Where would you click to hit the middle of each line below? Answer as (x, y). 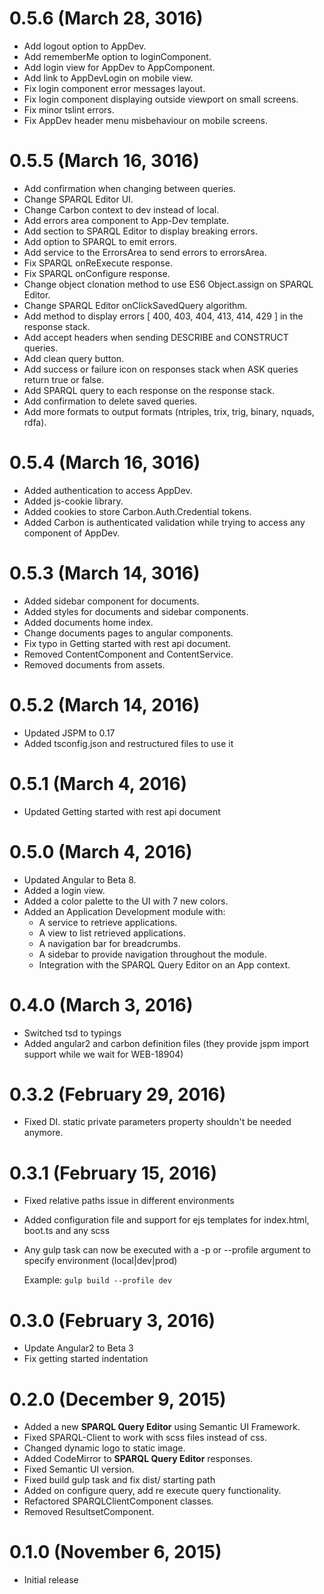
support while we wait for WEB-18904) (103, 1054)
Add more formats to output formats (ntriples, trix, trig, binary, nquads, (169, 411)
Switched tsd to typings (72, 1033)
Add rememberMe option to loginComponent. (117, 56)
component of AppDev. (72, 533)
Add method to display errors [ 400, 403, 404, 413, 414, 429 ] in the (163, 316)
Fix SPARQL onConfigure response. (97, 273)
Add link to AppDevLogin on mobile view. (108, 78)
